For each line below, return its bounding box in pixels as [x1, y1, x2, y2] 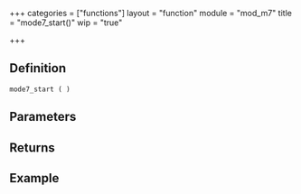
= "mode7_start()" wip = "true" [9, 17, 123, 28]
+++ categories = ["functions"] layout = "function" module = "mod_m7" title [9, 8, 292, 18]
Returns [9, 140, 56, 155]
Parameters [9, 109, 77, 125]
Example [9, 171, 60, 186]
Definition [9, 60, 66, 76]
